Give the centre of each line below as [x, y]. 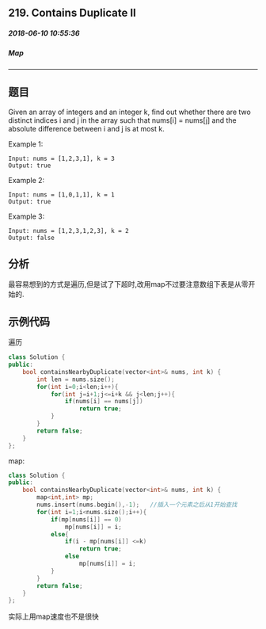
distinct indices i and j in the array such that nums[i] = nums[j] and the [123, 120]
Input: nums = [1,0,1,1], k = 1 [61, 194]
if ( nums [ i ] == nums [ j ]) [104, 402]
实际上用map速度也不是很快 [53, 616]
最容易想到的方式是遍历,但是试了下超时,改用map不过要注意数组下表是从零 [128, 284]
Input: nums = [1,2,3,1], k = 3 [61, 158]
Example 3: [27, 216]
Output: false [32, 238]
